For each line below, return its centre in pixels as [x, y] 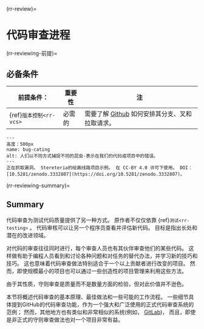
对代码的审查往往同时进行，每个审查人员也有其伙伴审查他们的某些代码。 [97, 248]
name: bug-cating [28, 149]
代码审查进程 [39, 35]
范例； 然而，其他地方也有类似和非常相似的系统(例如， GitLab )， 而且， [96, 312]
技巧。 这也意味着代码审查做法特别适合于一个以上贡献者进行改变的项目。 [97, 263]
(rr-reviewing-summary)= [38, 185]
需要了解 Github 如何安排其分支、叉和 [138, 114]
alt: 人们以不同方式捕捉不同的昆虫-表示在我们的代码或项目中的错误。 [82, 156]
